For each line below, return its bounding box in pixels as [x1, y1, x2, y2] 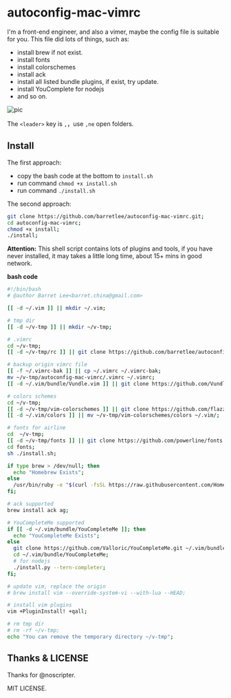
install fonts [16, 55, 50, 63]
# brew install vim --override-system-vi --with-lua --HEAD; [7, 589, 186, 596]
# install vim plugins [7, 602, 72, 609]
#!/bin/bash [7, 286, 41, 293]
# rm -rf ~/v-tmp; [7, 627, 60, 634]
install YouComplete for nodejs [16, 85, 104, 93]
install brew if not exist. [16, 48, 83, 56]
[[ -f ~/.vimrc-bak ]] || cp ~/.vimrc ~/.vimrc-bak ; [7, 368, 162, 374]
